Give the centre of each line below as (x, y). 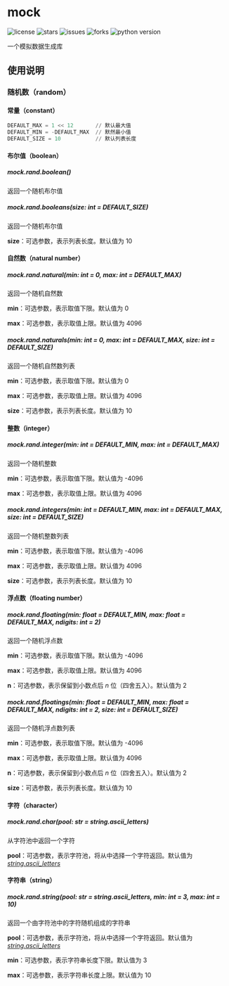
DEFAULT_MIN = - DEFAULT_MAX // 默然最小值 (69, 132)
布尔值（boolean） (35, 155)
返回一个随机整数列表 (38, 536)
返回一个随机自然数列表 (41, 366)
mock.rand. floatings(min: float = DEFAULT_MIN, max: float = (98, 702)
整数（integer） (31, 428)
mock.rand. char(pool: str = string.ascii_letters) (78, 822)
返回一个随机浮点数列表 (41, 728)
